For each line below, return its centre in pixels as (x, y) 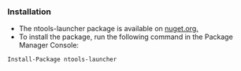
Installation (30, 12)
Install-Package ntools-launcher (62, 60)
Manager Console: (49, 45)
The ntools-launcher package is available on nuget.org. (108, 29)
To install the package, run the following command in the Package (126, 37)
